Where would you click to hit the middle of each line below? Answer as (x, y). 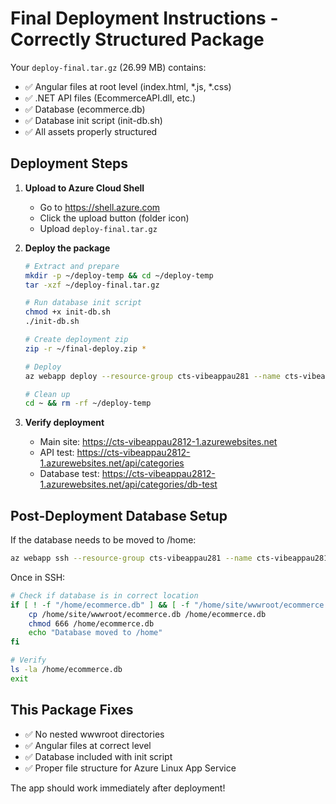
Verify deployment (64, 423)
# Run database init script (83, 303)
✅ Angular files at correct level (88, 745)
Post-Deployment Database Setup (119, 515)
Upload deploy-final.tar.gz (98, 228)
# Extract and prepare (72, 266)
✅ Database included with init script (98, 756)
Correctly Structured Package (137, 39)
